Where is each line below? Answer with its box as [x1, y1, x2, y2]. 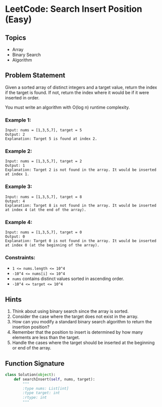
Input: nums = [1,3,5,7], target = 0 [5, 230, 82, 235]
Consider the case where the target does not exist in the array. [12, 313, 139, 319]
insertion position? [12, 324, 50, 330]
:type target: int [23, 390, 60, 396]
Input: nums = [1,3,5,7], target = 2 [5, 159, 82, 164]
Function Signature [5, 359, 65, 368]
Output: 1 [5, 163, 25, 168]
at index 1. [5, 172, 29, 177]
